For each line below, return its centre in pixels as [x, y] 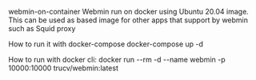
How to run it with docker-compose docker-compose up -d [106, 44]
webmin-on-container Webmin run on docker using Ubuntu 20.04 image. [129, 12]
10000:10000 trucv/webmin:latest [63, 68]
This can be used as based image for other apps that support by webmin [128, 20]
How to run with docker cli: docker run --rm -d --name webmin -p [117, 60]
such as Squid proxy [42, 28]
